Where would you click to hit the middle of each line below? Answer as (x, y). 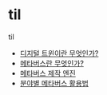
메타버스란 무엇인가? (52, 63)
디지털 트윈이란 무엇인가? (59, 53)
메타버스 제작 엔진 (48, 73)
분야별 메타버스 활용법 (54, 83)
